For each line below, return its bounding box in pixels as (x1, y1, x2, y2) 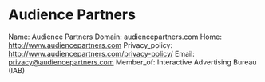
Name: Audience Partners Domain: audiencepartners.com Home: (8, 32, 222, 41)
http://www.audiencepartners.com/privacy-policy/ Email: (8, 49, 196, 58)
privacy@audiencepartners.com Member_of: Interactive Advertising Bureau (8, 57, 257, 67)
